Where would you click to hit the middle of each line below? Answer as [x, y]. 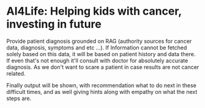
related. [16, 73]
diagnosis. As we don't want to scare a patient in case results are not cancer [103, 67]
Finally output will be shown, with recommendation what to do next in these [102, 85]
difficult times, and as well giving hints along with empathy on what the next [102, 92]
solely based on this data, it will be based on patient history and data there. [101, 54]
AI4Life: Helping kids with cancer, [94, 11]
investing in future [54, 24]
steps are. [19, 98]
